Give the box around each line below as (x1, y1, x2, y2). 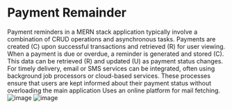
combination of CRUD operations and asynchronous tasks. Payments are (7, 34, 216, 43)
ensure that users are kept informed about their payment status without (7, 79, 212, 87)
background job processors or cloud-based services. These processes (7, 71, 210, 80)
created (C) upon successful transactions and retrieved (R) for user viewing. (7, 42, 226, 50)
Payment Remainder (7, 5, 127, 21)
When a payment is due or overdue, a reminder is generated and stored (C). (7, 50, 224, 58)
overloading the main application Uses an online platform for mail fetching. (7, 86, 221, 95)
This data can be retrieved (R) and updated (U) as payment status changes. (7, 57, 224, 65)
